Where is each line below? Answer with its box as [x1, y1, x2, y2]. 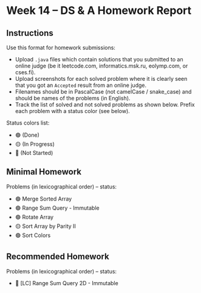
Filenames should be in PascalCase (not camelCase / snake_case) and [15, 88, 192, 95]
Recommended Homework [6, 252, 109, 262]
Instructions [6, 28, 53, 38]
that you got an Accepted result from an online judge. [15, 81, 147, 89]
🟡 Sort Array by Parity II [15, 222, 76, 230]
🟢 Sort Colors [15, 232, 51, 239]
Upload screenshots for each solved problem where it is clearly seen [15, 75, 188, 82]
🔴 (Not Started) [15, 150, 53, 156]
